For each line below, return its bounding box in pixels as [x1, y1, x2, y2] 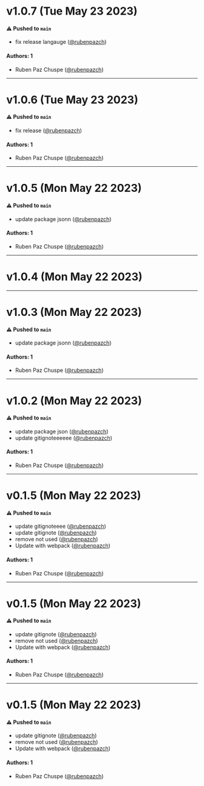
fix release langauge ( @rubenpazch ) [15, 38, 107, 46]
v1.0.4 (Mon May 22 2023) [6, 270, 143, 284]
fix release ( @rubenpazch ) [15, 127, 82, 134]
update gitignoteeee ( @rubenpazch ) [15, 522, 106, 530]
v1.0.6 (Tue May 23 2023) [6, 93, 138, 107]
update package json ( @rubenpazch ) [15, 427, 109, 435]
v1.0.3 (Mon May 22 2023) [6, 305, 142, 319]
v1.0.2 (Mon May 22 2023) [6, 394, 142, 407]
